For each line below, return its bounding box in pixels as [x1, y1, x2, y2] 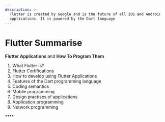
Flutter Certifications [12, 68, 54, 74]
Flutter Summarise [5, 37, 82, 48]
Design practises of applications [12, 94, 78, 100]
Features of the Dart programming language [12, 79, 102, 84]
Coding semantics [12, 83, 49, 89]
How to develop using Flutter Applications [12, 73, 97, 79]
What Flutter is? [12, 63, 44, 69]
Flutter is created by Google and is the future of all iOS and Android [9, 12, 162, 17]
